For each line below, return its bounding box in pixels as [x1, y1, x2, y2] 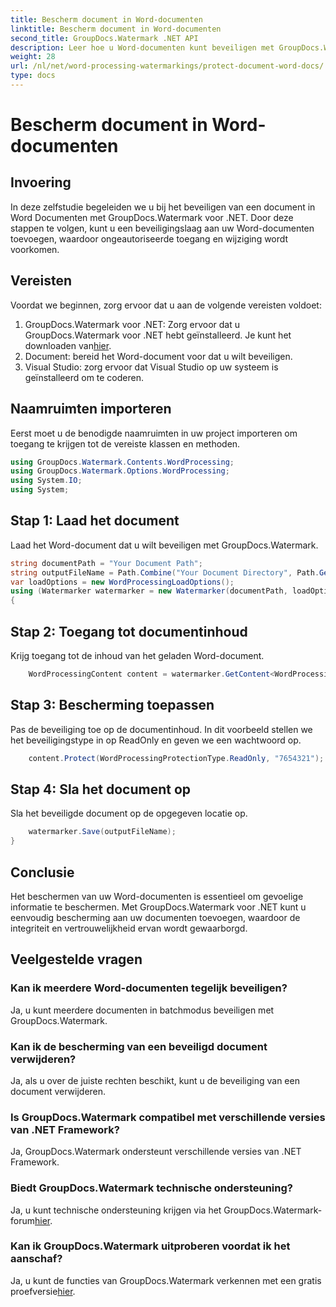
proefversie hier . [10, 1285, 76, 1297]
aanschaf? [10, 1252, 63, 1266]
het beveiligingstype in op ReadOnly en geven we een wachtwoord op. [10, 734, 302, 746]
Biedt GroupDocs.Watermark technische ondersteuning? [10, 1181, 293, 1195]
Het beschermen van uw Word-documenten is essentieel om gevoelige [10, 890, 304, 902]
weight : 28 [10, 52, 56, 62]
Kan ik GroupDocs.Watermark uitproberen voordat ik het [10, 1239, 291, 1253]
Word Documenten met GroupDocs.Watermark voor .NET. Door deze [10, 211, 294, 223]
